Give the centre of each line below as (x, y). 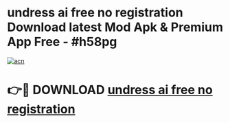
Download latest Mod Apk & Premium (115, 27)
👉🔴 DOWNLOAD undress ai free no (110, 90)
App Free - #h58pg (62, 42)
